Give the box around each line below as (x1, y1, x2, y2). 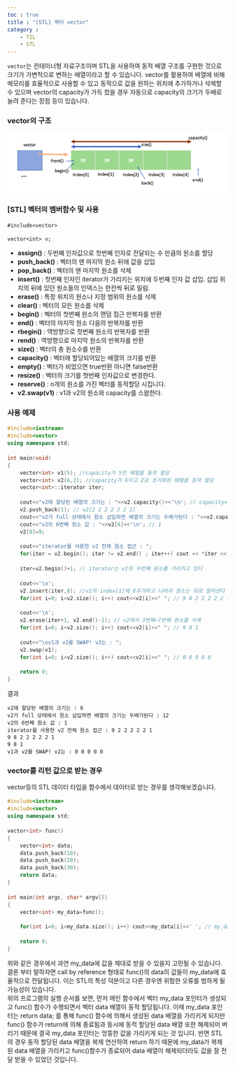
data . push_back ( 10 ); (20, 850, 80, 857)
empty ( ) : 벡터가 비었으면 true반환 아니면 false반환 (17, 362, 159, 371)
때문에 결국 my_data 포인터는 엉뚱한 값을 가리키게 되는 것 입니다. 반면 (20, 1029, 210, 1037)
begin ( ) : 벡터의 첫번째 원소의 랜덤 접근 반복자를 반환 (17, 310, 162, 318)
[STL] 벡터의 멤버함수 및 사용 (7, 204, 99, 214)
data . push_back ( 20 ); (20, 857, 80, 864)
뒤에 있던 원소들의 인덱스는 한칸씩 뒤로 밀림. (30, 284, 150, 292)
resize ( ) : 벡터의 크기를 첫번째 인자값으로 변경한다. (17, 371, 156, 380)
